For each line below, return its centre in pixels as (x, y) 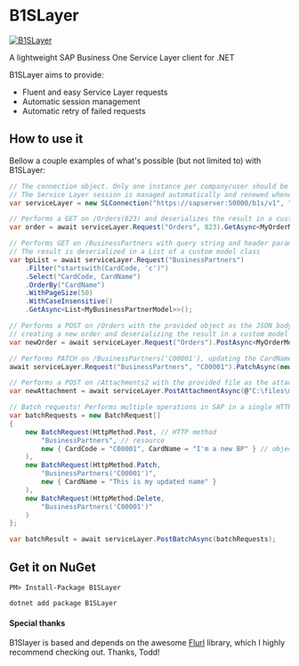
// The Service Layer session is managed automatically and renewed (139, 194)
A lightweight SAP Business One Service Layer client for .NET (122, 57)
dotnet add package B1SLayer (63, 603)
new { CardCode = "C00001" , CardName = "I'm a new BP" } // (155, 448)
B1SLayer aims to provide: (57, 74)
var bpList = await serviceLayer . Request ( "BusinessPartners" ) (127, 259)
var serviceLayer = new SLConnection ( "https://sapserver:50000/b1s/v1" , (147, 203)
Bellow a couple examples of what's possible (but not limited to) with (135, 160)
